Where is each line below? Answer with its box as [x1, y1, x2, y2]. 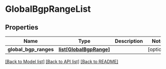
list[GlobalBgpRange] [58, 46, 110, 53]
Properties [5, 23, 39, 32]
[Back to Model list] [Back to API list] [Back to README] [5, 59, 119, 65]
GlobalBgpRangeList [5, 3, 91, 15]
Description [115, 38, 143, 44]
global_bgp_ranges [7, 46, 54, 53]
